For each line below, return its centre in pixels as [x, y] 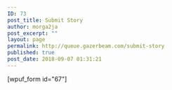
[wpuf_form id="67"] [37, 79]
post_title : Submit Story [45, 20]
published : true [31, 53]
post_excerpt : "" [33, 33]
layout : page [26, 40]
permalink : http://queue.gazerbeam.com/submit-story [86, 46]
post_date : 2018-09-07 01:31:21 [54, 59]
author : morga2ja [33, 27]
